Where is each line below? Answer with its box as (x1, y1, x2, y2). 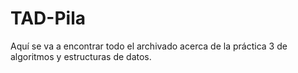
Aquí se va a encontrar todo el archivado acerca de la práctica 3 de (10, 40, 288, 52)
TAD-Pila (10, 7, 86, 30)
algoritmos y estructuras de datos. (10, 50, 152, 62)
